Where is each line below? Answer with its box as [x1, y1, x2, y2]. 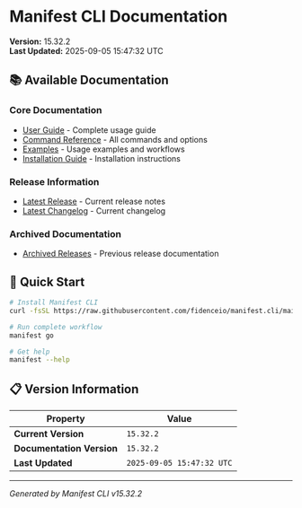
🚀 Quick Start [9, 274, 85, 289]
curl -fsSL [9, 306, 50, 315]
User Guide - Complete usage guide [22, 124, 156, 136]
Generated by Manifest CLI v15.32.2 [9, 488, 143, 499]
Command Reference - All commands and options [22, 134, 209, 145]
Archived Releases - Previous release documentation [22, 249, 219, 259]
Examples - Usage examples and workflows [22, 144, 186, 154]
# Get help [9, 347, 50, 356]
